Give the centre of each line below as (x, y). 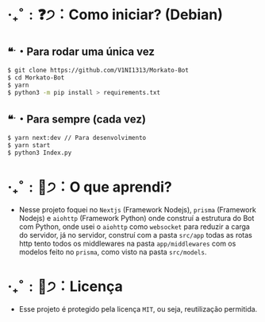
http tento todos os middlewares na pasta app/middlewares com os (127, 243)
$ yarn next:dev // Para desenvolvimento (77, 138)
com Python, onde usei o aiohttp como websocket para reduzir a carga (134, 227)
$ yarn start (29, 145)
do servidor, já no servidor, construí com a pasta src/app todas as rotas (136, 235)
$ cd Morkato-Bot (36, 78)
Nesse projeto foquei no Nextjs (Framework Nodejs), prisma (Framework (138, 209)
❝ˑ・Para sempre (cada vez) (77, 119)
